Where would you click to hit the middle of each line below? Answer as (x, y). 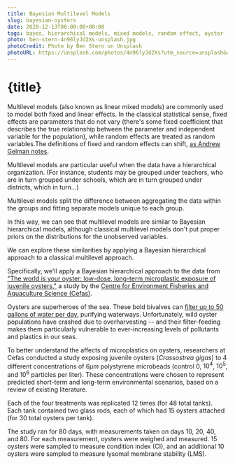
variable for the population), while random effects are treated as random (111, 136)
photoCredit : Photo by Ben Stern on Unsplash (74, 46)
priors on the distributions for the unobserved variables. (88, 236)
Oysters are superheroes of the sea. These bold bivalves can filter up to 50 (115, 307)
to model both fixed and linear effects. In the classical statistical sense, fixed (117, 114)
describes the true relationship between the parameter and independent (111, 129)
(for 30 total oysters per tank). (51, 418)
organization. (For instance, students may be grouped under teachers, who (115, 172)
